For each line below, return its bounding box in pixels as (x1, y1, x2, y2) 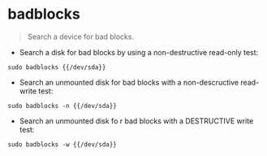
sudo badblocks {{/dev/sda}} (7, 63, 106, 71)
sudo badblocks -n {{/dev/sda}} (7, 102, 117, 110)
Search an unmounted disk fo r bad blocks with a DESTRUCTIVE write (19, 115, 254, 126)
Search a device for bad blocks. (27, 32, 135, 41)
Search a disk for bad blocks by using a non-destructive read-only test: (19, 47, 259, 57)
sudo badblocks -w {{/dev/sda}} (7, 140, 117, 149)
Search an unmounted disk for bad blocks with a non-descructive (19, 77, 239, 87)
